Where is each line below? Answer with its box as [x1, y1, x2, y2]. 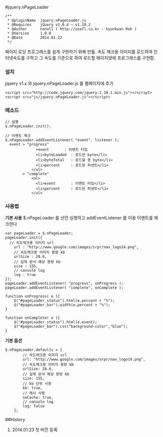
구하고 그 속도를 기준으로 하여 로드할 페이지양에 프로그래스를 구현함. [26, 55, 156, 61]
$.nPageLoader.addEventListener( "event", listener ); [5, 137, 119, 142]
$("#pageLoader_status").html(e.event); [14, 319, 97, 324]
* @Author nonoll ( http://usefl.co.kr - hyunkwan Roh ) [7, 27, 137, 31]
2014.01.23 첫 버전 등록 [12, 427, 58, 433]
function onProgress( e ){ [5, 294, 60, 299]
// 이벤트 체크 [5, 133, 31, 138]
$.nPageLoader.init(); [5, 124, 51, 128]
